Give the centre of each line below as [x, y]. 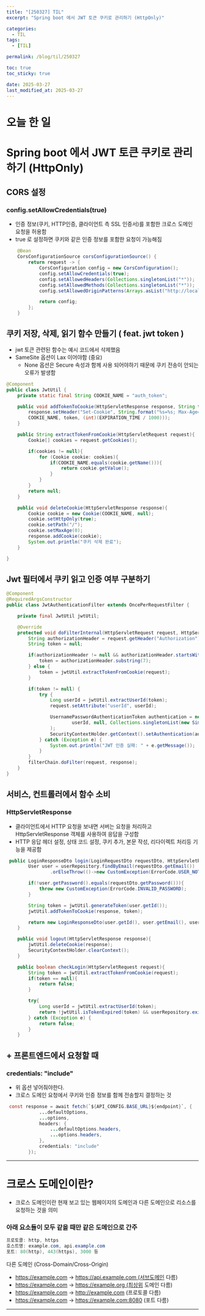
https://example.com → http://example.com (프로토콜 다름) [88, 1292]
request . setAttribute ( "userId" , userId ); [103, 706]
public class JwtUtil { [37, 390]
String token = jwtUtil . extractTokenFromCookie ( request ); [103, 972]
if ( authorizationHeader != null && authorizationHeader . [102, 655]
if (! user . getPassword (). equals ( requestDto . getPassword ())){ [106, 883]
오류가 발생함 [40, 372]
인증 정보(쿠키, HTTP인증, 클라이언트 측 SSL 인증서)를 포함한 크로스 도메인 [104, 224]
